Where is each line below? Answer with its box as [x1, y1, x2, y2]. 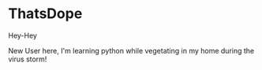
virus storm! [8, 54, 47, 64]
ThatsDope [8, 5, 83, 23]
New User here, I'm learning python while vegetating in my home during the [8, 46, 255, 55]
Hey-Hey [8, 31, 38, 40]
